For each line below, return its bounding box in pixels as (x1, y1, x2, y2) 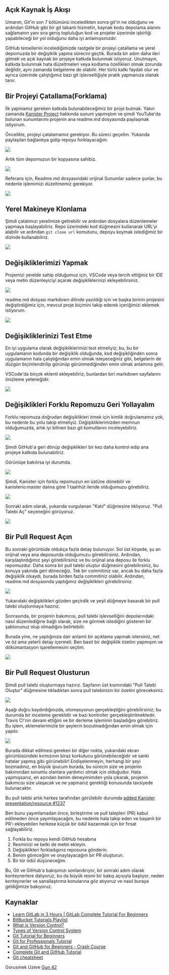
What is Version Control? (12, 922, 65, 928)
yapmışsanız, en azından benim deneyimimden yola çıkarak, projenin (5, 774, 148, 780)
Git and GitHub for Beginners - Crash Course (12, 944, 106, 950)
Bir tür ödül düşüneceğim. (12, 857, 67, 864)
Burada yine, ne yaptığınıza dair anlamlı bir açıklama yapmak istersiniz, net (5, 633, 160, 639)
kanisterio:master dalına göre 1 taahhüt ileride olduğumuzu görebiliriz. (5, 483, 150, 490)
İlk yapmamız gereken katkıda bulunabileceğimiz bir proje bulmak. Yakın (5, 105, 155, 111)
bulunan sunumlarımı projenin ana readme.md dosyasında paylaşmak (5, 116, 149, 122)
